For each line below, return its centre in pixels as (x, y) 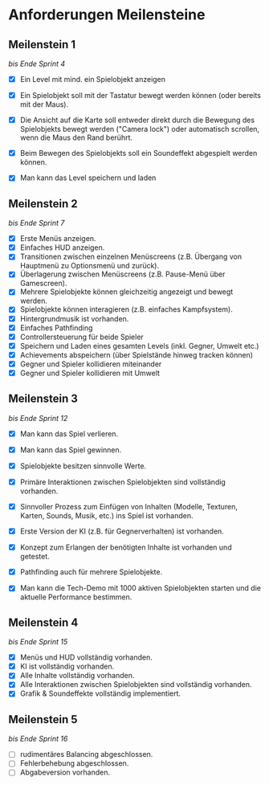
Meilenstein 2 (43, 204)
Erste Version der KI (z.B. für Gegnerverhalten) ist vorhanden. (122, 531)
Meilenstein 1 (42, 45)
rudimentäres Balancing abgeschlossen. (86, 754)
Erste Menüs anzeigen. (58, 239)
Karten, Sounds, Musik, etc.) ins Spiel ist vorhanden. (106, 516)
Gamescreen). (43, 284)
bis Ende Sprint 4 (37, 63)
